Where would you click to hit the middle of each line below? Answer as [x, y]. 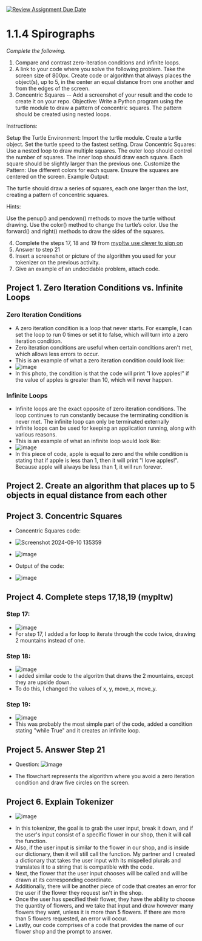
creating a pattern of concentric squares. [58, 195]
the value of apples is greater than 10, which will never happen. [94, 379]
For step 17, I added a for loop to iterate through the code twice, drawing [105, 634]
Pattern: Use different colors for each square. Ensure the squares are [93, 170]
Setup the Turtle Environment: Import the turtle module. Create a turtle [94, 137]
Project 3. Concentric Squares [64, 516]
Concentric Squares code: [48, 531]
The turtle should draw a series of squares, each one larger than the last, [97, 188]
